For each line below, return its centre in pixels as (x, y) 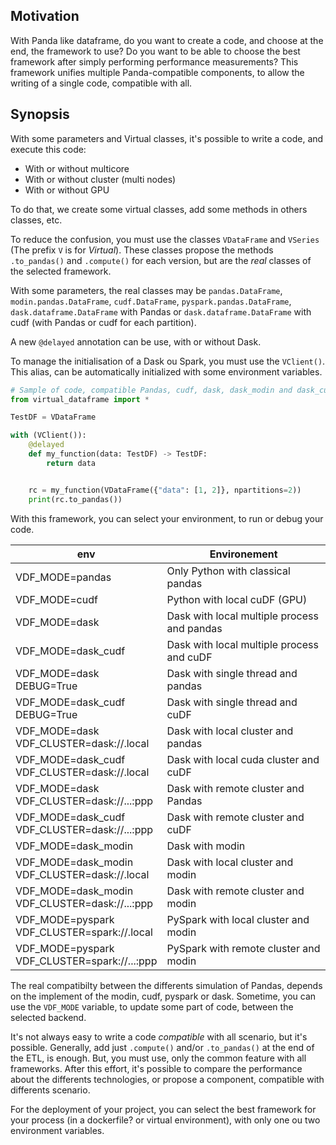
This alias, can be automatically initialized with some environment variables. (166, 371)
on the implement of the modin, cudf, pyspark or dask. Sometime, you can (163, 996)
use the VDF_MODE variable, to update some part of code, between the (152, 1006)
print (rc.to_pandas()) (75, 499)
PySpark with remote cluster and (243, 948)
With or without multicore (77, 168)
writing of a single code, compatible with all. (101, 83)
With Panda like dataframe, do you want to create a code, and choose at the (167, 40)
